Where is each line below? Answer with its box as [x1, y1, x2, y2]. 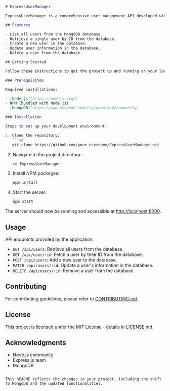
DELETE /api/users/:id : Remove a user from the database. [12, 268, 135, 274]
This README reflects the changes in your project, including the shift [5, 377, 162, 382]
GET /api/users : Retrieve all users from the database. [12, 246, 124, 252]
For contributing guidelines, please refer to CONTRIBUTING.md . [5, 295, 138, 301]
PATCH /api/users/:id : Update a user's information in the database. [12, 262, 154, 268]
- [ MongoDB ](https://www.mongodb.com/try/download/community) [5, 106, 139, 111]
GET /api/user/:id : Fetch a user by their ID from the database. [12, 251, 143, 257]
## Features [5, 22, 30, 27]
